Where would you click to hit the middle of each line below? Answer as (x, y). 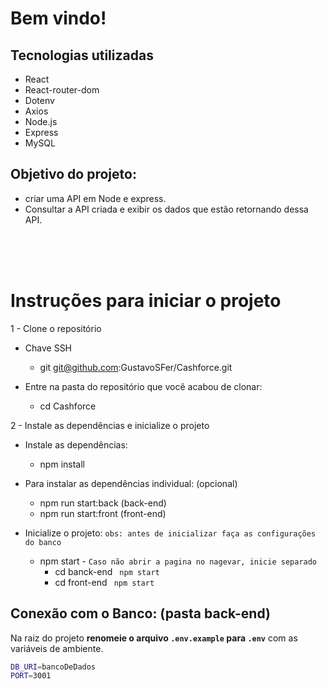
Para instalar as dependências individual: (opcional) (131, 483)
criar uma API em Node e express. (95, 198)
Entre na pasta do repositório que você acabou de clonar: (143, 386)
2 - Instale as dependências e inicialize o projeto (110, 425)
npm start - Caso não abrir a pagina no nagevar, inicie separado (178, 561)
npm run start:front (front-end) (103, 513)
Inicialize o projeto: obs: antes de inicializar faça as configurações (170, 533)
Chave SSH (48, 348)
